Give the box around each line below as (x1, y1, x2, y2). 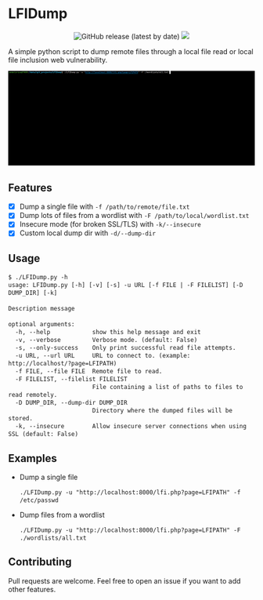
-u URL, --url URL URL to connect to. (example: (15, 352, 191, 360)
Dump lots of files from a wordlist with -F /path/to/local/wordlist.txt (19, 211, 250, 220)
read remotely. (8, 391, 58, 399)
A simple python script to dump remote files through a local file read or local (8, 46, 254, 56)
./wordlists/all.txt (19, 534, 87, 542)
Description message (8, 305, 76, 313)
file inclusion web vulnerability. (8, 55, 108, 64)
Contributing (8, 555, 72, 569)
